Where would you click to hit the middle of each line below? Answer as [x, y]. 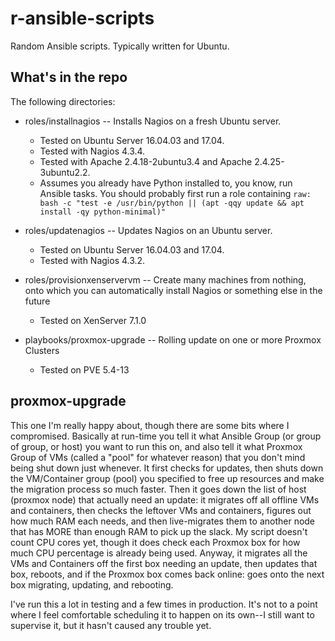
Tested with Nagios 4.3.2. [92, 260]
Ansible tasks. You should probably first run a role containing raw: [175, 193]
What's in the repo [69, 77]
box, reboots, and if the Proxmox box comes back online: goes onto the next [167, 574]
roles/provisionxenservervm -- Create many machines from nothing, [165, 279]
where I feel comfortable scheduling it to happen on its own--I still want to [162, 614]
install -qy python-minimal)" [103, 212]
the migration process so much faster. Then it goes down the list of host [158, 489]
